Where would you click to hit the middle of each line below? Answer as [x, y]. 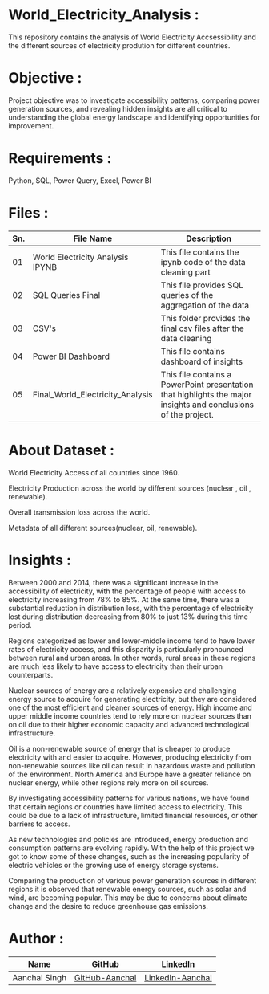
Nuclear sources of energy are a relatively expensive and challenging [122, 690]
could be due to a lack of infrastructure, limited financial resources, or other [133, 815]
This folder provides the [205, 318]
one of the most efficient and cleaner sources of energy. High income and [130, 707]
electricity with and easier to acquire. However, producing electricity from [130, 757]
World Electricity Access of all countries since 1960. [94, 472]
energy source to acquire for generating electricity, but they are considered [133, 699]
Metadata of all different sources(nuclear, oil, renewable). [103, 528]
